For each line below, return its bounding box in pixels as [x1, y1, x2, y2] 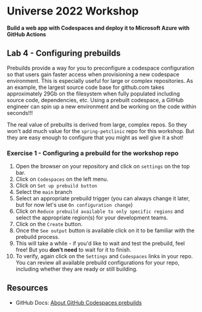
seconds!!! [7, 109, 33, 116]
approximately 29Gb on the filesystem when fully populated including [7, 89, 180, 97]
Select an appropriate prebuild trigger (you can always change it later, [15, 195, 190, 202]
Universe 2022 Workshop [7, 4, 139, 18]
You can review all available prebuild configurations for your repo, [15, 259, 180, 267]
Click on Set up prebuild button [15, 182, 97, 189]
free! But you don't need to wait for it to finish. [15, 246, 132, 253]
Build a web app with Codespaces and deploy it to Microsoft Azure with [7, 24, 190, 31]
